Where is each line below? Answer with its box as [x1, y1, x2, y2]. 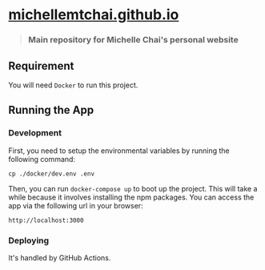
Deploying [8, 235, 50, 246]
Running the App [8, 103, 94, 117]
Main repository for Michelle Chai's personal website [27, 34, 239, 46]
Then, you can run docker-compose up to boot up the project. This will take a [8, 183, 258, 193]
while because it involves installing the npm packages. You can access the [8, 192, 255, 202]
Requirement [8, 58, 74, 73]
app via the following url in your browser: [8, 200, 143, 210]
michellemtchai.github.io [8, 6, 179, 24]
